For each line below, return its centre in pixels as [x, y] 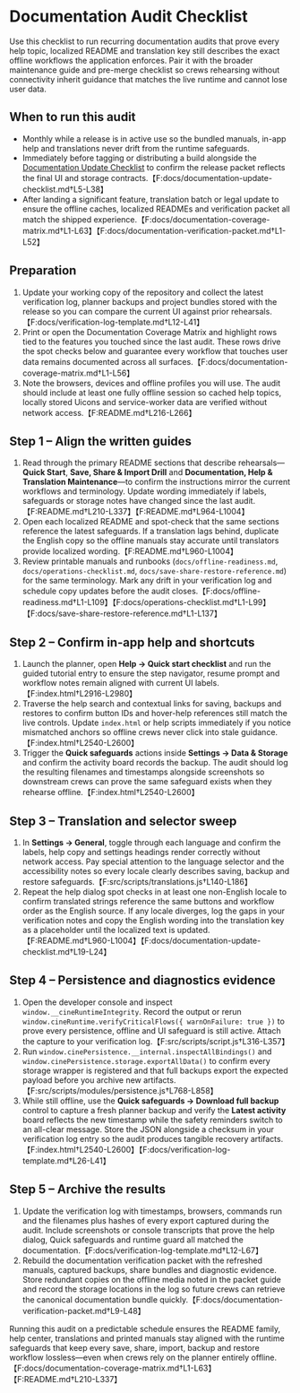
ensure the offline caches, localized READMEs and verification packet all [156, 209]
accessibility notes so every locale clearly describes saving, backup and [156, 871]
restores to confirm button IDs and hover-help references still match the [155, 714]
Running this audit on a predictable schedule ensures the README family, [145, 1328]
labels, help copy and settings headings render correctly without [141, 852]
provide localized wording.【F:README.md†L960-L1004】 [130, 551]
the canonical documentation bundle [90, 1299]
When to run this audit [73, 117]
